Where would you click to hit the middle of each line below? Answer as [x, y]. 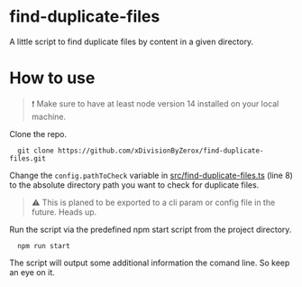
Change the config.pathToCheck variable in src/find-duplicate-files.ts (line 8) [151, 175]
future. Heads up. [64, 212]
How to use [52, 78]
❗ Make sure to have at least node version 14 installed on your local [155, 103]
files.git [28, 158]
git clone [36, 151]
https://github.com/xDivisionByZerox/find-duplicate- [160, 151]
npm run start [44, 245]
